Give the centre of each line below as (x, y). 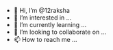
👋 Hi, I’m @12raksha (42, 10)
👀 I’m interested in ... (42, 18)
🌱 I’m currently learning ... (50, 25)
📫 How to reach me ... (45, 40)
